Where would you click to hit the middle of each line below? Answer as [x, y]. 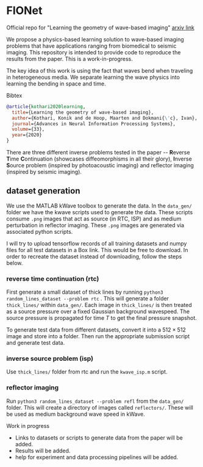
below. [15, 262]
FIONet [24, 11]
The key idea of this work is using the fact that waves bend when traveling [100, 70]
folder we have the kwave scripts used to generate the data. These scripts [100, 212]
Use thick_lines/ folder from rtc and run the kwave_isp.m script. [87, 372]
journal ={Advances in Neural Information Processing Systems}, [94, 124]
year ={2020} [27, 135]
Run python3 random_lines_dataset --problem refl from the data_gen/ [95, 401]
